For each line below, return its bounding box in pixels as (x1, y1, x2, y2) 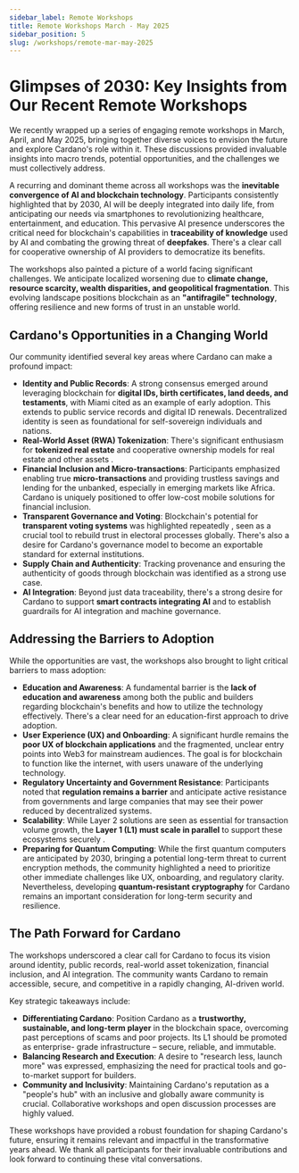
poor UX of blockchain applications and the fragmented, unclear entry (21, 738, 285, 750)
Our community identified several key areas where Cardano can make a (9, 352, 273, 362)
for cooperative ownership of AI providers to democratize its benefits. (9, 246, 266, 257)
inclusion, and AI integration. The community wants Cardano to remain (9, 969, 269, 979)
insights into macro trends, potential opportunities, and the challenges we (9, 154, 279, 164)
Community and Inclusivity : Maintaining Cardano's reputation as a (21, 1079, 270, 1090)
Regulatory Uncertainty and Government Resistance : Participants (21, 777, 270, 787)
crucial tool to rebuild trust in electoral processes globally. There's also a (21, 530, 290, 540)
